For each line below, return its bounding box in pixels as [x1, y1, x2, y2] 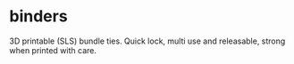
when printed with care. [9, 44, 97, 55]
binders [9, 6, 69, 27]
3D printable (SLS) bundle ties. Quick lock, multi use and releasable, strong [9, 36, 286, 46]
